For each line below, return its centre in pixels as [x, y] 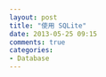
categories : [31, 50]
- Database [29, 58]
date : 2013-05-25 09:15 [53, 34]
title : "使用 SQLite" [48, 26]
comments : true [37, 42]
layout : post [33, 17]
